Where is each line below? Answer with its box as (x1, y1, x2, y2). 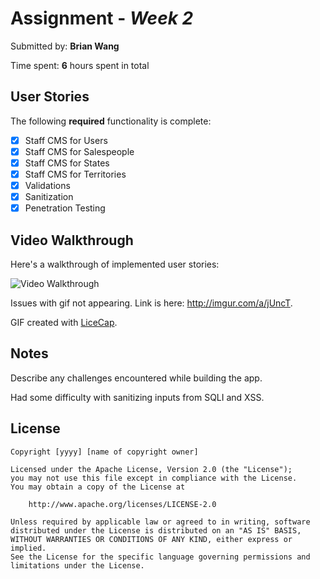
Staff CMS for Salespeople (24, 145, 135, 157)
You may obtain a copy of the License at (10, 482, 186, 492)
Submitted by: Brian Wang (10, 40, 120, 52)
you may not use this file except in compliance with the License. (10, 473, 298, 483)
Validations (24, 180, 71, 191)
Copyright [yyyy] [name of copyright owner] (10, 447, 199, 457)
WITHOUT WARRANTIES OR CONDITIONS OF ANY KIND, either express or (10, 534, 293, 544)
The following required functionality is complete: (10, 115, 212, 127)
